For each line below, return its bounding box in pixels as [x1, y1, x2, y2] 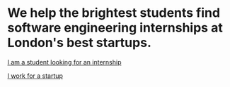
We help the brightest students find [7, 5, 221, 21]
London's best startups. [7, 35, 152, 51]
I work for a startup [7, 72, 64, 80]
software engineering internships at [7, 20, 223, 36]
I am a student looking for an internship [7, 58, 122, 66]
